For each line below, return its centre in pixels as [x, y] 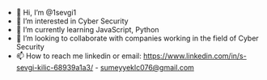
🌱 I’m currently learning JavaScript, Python [87, 29]
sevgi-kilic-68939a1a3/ [55, 67]
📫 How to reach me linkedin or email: [78, 56]
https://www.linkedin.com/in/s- [195, 56]
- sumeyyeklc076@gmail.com [144, 67]
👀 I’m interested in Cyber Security [72, 21]
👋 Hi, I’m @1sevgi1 [46, 13]
